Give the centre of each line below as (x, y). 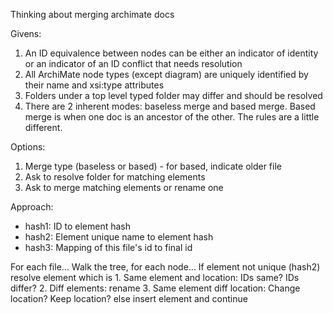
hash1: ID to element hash (78, 226)
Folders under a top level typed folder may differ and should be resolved (173, 95)
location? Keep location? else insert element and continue (129, 298)
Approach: (32, 207)
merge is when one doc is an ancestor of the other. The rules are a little (172, 117)
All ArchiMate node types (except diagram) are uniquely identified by (166, 74)
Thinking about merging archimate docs (92, 14)
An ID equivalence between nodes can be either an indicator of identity (171, 53)
